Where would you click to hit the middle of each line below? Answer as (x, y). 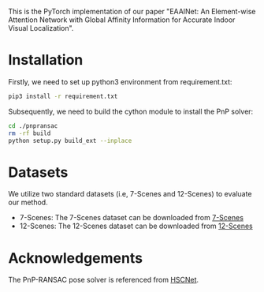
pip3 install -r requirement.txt (63, 96)
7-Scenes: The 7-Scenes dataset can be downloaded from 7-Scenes (132, 218)
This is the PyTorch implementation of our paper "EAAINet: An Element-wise (132, 11)
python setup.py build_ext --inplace (70, 140)
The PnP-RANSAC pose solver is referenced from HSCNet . (104, 280)
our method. (28, 202)
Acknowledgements (76, 258)
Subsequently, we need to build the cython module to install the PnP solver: (131, 111)
